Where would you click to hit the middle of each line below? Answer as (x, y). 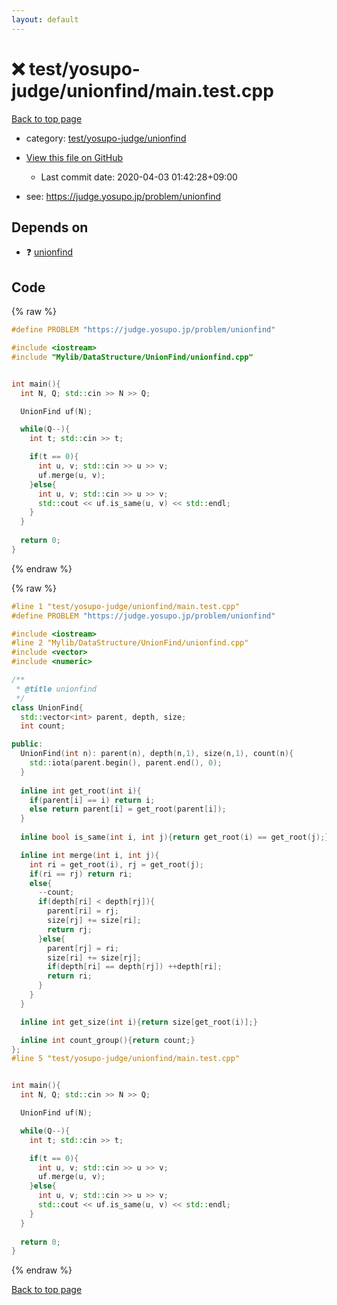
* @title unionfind (56, 689)
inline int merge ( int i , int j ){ (90, 855)
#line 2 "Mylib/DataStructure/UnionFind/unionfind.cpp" (130, 643)
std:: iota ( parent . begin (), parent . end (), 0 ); (126, 763)
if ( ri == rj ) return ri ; (81, 874)
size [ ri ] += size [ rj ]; (94, 957)
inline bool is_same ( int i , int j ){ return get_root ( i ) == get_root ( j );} (175, 837)
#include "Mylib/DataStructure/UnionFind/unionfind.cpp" (132, 357)
